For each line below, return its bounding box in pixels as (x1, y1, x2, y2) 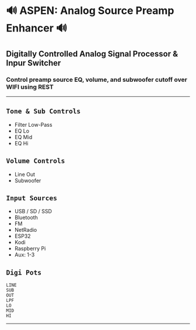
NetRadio (14, 227, 37, 234)
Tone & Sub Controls (6, 107, 81, 116)
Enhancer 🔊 (6, 22, 67, 35)
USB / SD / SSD (14, 208, 52, 215)
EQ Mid (14, 133, 33, 140)
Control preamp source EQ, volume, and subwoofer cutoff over (6, 75, 188, 84)
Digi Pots (6, 268, 42, 277)
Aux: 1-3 (14, 251, 35, 258)
